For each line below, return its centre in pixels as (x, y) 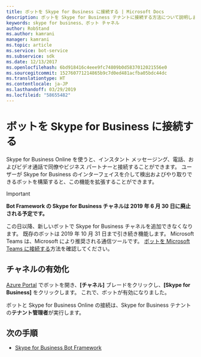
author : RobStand (28, 28)
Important (18, 193)
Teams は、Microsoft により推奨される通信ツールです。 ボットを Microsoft (98, 241)
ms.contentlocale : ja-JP (37, 84)
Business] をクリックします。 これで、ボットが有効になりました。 (88, 292)
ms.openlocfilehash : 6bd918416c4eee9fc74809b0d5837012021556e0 (87, 67)
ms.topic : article (29, 45)
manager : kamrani (28, 39)
